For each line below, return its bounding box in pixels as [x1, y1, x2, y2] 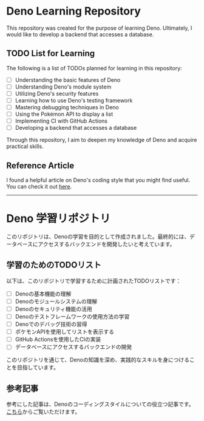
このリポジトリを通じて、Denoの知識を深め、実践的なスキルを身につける [6, 356, 190, 363]
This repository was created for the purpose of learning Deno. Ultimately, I [6, 24, 192, 32]
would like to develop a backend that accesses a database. [6, 30, 154, 38]
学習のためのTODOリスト [6, 260, 101, 271]
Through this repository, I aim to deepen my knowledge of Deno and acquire [6, 136, 197, 144]
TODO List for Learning [6, 49, 95, 59]
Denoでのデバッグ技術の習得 [15, 320, 87, 328]
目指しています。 [16, 364, 59, 371]
